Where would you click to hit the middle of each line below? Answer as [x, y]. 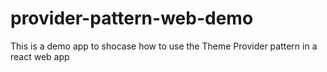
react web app [40, 56]
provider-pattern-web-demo [132, 18]
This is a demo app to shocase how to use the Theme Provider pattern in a [164, 46]
